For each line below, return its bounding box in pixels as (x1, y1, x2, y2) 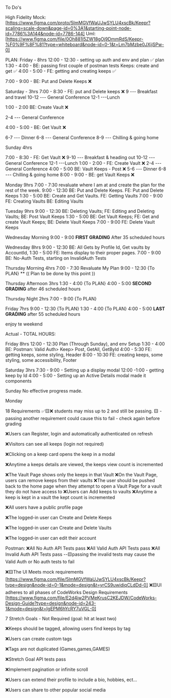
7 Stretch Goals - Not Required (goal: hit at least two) (5, 616, 117, 621)
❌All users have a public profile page (5, 504, 83, 510)
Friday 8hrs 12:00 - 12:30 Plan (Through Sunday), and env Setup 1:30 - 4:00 (5, 341, 165, 347)
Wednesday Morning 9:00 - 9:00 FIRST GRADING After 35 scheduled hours (5, 234, 165, 240)
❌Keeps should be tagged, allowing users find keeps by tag (5, 625, 131, 631)
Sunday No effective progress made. (5, 388, 83, 394)
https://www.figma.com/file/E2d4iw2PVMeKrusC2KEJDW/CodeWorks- (7, 595, 157, 601)
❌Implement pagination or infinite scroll (5, 666, 88, 672)
